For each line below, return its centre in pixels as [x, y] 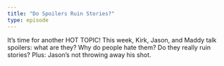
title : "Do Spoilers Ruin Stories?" [61, 14]
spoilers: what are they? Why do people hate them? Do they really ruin [109, 47]
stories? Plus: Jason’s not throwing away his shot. [79, 55]
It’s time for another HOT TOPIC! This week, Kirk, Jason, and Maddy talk [112, 40]
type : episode [28, 20]
